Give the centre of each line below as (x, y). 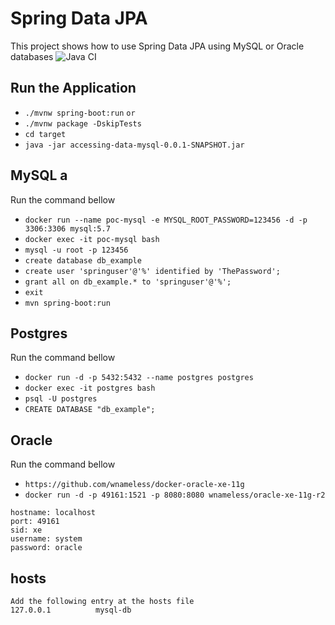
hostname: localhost (53, 513)
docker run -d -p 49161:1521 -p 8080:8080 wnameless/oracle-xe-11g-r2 (175, 495)
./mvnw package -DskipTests (83, 123)
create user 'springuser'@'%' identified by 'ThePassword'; (152, 271)
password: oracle (46, 548)
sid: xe (26, 530)
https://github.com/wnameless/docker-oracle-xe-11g (134, 485)
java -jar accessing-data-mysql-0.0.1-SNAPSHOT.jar (134, 145)
